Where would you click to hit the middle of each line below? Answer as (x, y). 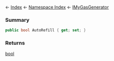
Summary (17, 20)
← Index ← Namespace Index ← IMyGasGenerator (57, 7)
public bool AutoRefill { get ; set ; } (45, 30)
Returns (15, 43)
